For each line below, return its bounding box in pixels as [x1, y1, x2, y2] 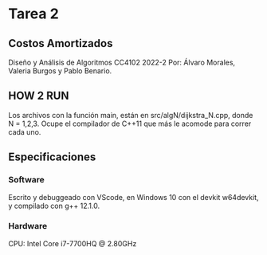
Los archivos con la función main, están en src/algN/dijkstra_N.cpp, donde [8, 110, 253, 120]
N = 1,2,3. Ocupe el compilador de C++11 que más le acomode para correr [8, 119, 252, 128]
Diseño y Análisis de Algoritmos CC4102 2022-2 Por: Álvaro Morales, [8, 57, 236, 67]
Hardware [8, 221, 48, 232]
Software [8, 175, 45, 186]
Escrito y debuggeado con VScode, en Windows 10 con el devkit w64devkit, [8, 192, 259, 202]
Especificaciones [8, 151, 96, 164]
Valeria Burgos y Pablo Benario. [8, 66, 112, 76]
